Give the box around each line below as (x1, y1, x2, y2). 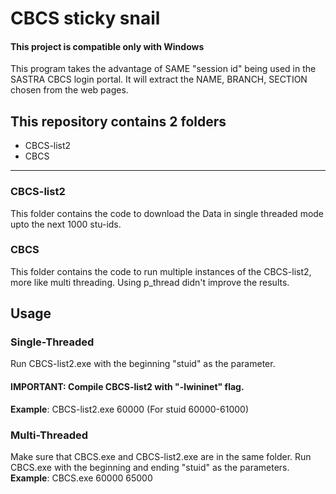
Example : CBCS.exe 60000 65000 (10, 472, 153, 484)
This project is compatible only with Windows (10, 40, 205, 52)
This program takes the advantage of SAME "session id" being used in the (10, 63, 317, 75)
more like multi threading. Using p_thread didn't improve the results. (10, 276, 290, 288)
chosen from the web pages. (10, 84, 129, 96)
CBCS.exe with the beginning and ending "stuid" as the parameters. (10, 461, 290, 473)
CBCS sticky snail (10, 7, 161, 30)
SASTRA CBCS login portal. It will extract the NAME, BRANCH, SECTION (10, 73, 308, 86)
